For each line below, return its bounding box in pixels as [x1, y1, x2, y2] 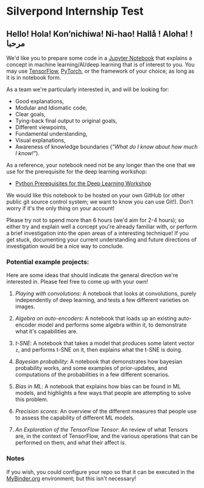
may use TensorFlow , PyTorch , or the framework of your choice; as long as [6, 67, 195, 75]
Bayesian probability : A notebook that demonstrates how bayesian [15, 358, 183, 365]
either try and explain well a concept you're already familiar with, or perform [6, 223, 197, 230]
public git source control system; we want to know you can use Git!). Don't [6, 198, 194, 205]
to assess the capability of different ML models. [15, 414, 135, 421]
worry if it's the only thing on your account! [6, 205, 114, 212]
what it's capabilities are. [15, 328, 78, 335]
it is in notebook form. [6, 74, 62, 81]
